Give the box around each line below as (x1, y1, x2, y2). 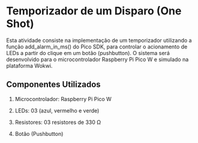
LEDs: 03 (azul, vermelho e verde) (14, 107, 100, 114)
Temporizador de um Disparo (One (6, 4, 182, 18)
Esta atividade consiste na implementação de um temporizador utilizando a (6, 36, 192, 44)
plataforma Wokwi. (6, 62, 53, 69)
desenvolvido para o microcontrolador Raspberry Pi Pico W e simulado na (6, 56, 189, 63)
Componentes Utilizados (6, 80, 101, 90)
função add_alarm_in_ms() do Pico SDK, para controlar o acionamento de (6, 43, 188, 50)
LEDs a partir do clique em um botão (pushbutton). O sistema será (6, 49, 170, 56)
